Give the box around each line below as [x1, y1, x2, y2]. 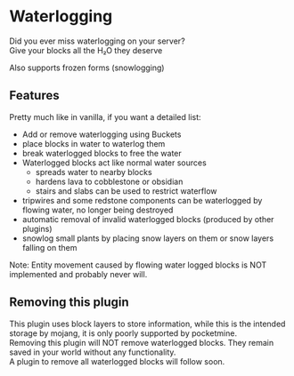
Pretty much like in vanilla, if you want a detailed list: [9, 111, 202, 122]
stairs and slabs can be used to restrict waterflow [35, 185, 217, 196]
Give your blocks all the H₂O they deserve [9, 44, 163, 55]
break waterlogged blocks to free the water [21, 148, 183, 158]
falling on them [21, 242, 78, 252]
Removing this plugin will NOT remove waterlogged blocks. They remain [9, 337, 274, 348]
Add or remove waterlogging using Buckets [21, 129, 182, 140]
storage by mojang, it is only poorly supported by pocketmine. [9, 327, 238, 339]
